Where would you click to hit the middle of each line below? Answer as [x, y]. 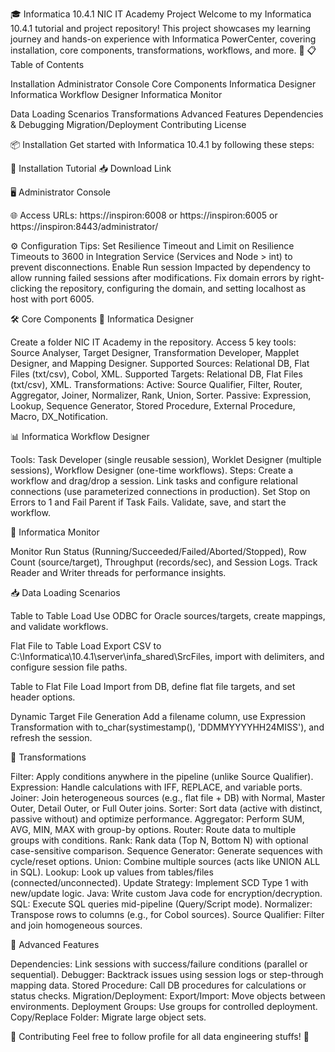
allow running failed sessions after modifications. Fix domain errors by [155, 277]
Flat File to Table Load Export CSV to [86, 646]
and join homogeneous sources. [76, 925]
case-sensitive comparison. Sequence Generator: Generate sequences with [166, 851]
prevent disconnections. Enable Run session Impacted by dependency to [160, 267]
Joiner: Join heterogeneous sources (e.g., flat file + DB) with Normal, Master [168, 797]
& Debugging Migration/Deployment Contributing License [128, 124]
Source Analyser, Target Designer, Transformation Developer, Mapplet [155, 352]
